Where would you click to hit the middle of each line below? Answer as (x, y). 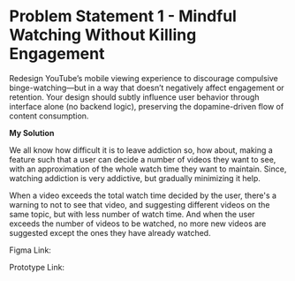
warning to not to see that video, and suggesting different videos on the (140, 204)
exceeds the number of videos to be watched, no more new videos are (138, 224)
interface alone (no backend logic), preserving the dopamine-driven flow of (147, 106)
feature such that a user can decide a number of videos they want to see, (143, 159)
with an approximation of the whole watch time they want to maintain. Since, (148, 169)
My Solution (32, 133)
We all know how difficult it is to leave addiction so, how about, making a (141, 150)
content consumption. (49, 116)
